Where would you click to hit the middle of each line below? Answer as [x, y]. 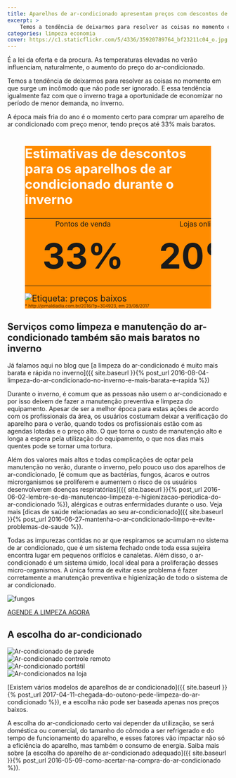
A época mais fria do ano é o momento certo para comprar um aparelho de [116, 117]
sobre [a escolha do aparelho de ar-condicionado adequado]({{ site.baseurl [117, 753]
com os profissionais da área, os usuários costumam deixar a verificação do [118, 416]
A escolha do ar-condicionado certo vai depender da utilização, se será [111, 723]
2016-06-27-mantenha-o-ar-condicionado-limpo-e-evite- [132, 519]
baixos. [18, 710]
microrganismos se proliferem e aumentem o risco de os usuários [102, 482]
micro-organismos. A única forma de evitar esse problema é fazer [103, 570]
